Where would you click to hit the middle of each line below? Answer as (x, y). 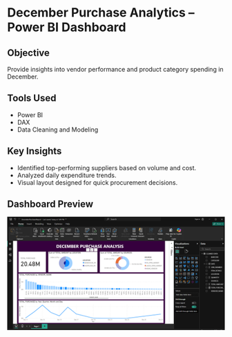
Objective (29, 53)
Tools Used (32, 98)
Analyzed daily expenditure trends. (67, 175)
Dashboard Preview (50, 204)
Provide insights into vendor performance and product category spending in (115, 69)
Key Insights (35, 151)
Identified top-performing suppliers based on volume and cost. (107, 167)
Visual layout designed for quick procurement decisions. (97, 182)
